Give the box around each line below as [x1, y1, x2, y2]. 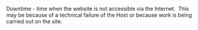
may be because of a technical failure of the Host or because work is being [6, 11, 192, 19]
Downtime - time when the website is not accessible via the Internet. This [6, 5, 189, 12]
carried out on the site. [6, 18, 63, 25]
